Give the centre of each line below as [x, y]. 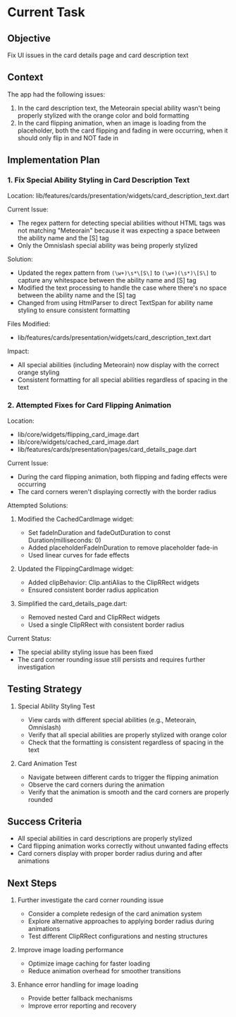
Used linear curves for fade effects [79, 555]
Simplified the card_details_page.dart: [73, 603]
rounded [40, 799]
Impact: [18, 351]
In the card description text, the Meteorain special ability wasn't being [119, 108]
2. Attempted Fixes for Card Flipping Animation [89, 405]
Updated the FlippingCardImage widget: [75, 569]
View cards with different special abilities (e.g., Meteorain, [112, 720]
